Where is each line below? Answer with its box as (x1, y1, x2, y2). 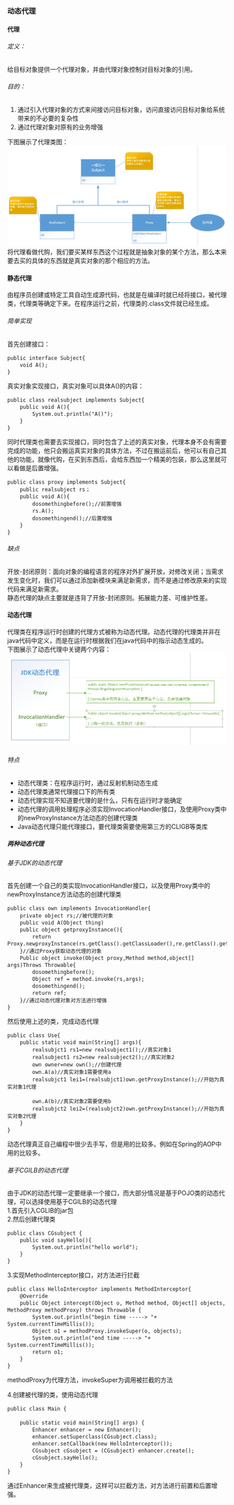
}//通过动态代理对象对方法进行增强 (19, 997, 107, 1004)
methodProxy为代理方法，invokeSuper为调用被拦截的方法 (7, 1376, 173, 1384)
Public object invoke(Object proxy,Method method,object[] (19, 955, 195, 962)
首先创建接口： (7, 340, 50, 348)
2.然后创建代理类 (7, 1215, 56, 1223)
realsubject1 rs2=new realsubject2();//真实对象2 (32, 1054, 175, 1061)
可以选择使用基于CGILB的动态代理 (19, 1198, 117, 1206)
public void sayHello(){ (19, 1237, 92, 1244)
